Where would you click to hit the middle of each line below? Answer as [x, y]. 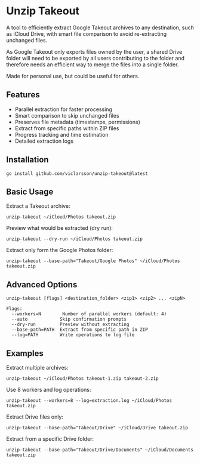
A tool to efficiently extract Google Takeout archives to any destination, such [100, 27]
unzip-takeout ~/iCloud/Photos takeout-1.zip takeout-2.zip [83, 379]
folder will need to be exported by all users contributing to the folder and [96, 58]
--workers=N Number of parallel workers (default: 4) [89, 314]
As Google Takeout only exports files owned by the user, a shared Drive [94, 51]
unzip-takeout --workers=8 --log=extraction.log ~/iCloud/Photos [89, 401]
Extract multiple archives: [37, 368]
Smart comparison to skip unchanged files [67, 115]
